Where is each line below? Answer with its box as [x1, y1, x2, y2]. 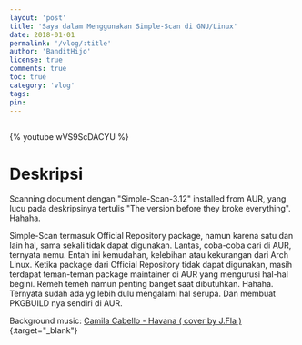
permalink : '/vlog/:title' [9, 38, 112, 48]
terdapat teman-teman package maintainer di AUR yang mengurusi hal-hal [9, 269, 289, 280]
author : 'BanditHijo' [9, 47, 92, 56]
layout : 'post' [9, 13, 67, 23]
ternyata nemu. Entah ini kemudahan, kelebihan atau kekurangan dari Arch [9, 250, 289, 261]
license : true [9, 55, 64, 64]
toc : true [9, 73, 47, 82]
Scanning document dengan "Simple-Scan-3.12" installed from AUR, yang [9, 193, 287, 204]
